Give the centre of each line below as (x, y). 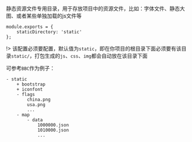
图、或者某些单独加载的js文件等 (44, 16)
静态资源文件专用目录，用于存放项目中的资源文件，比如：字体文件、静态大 (95, 8)
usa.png (36, 105)
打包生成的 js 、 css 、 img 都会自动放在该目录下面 (91, 56)
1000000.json (53, 125)
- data (35, 120)
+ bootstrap (31, 84)
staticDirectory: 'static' (49, 32)
